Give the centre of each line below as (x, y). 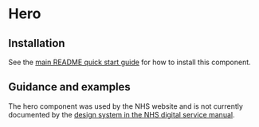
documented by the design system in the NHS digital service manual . (122, 114)
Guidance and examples (70, 87)
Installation (37, 43)
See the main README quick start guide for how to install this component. (129, 62)
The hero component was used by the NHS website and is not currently (126, 106)
